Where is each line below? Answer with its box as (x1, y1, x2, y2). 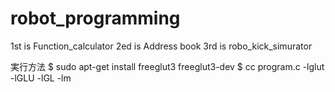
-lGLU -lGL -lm (10, 72, 72, 84)
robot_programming (10, 7, 181, 30)
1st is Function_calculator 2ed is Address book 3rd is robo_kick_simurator (10, 40, 313, 52)
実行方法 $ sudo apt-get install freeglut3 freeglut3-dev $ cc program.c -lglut (10, 60, 325, 72)
